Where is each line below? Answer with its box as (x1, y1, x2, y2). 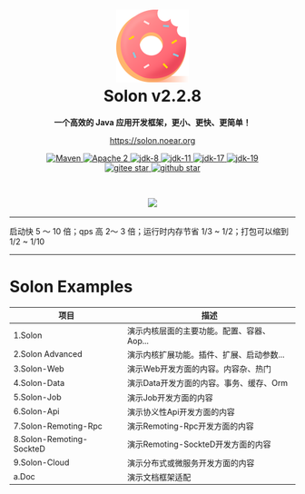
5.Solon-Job (13, 391, 62, 403)
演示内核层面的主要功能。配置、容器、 (126, 325, 271, 336)
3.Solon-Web (13, 363, 65, 374)
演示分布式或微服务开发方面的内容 (126, 457, 255, 468)
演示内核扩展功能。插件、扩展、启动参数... (126, 349, 285, 360)
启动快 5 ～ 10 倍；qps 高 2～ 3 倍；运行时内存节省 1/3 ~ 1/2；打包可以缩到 (9, 225, 289, 236)
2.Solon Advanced (13, 349, 83, 360)
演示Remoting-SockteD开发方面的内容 (126, 439, 271, 450)
